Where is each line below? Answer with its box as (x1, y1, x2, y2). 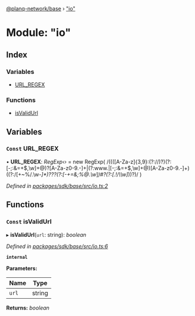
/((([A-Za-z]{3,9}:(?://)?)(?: (106, 158, 172, 165)
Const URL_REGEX (6, 144, 59, 153)
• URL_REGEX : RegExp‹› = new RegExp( (6, 158, 106, 165)
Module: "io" (6, 26, 71, 39)
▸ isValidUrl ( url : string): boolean (6, 231, 87, 238)
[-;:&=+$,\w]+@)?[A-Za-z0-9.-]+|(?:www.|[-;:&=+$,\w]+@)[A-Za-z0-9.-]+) (6, 164, 190, 172)
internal (6, 254, 28, 260)
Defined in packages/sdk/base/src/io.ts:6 (6, 243, 108, 250)
